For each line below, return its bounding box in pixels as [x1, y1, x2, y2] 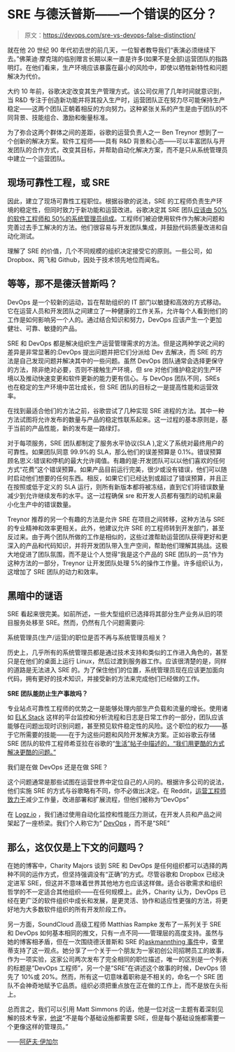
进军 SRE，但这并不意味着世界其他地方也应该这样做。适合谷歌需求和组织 [13, 879, 223, 887]
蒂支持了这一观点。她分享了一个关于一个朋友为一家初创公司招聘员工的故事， [7, 946, 228, 955]
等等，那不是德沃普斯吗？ [7, 278, 117, 290]
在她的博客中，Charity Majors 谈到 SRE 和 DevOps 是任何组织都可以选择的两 [7, 861, 228, 870]
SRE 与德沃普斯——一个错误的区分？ [7, 6, 218, 22]
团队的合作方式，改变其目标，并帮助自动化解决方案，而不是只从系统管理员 [13, 145, 228, 154]
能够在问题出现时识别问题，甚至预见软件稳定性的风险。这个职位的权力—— [7, 722, 222, 731]
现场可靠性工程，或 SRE [7, 177, 111, 189]
